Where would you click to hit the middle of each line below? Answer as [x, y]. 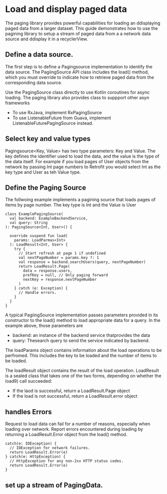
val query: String [29, 223]
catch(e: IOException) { [31, 444]
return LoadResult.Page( [44, 266]
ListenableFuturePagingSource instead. [53, 123]
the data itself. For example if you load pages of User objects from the [77, 161]
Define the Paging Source [46, 187]
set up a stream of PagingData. [54, 485]
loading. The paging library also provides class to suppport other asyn [77, 97]
